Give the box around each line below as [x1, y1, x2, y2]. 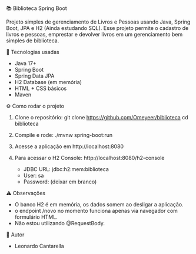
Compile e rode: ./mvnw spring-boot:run [14, 132, 113, 138]
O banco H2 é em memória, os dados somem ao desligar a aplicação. [14, 201, 184, 208]
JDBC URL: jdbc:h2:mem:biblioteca [23, 166, 109, 172]
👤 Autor [6, 231, 25, 238]
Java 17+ [14, 60, 36, 66]
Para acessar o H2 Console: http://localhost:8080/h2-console [14, 155, 165, 161]
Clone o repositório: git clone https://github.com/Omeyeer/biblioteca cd [14, 114, 188, 121]
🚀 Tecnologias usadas [6, 49, 60, 55]
